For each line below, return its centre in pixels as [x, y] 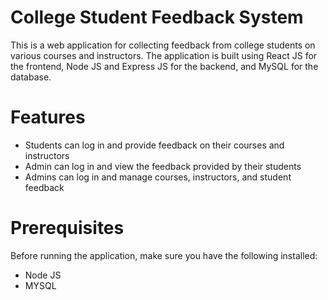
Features [48, 117]
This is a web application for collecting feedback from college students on [163, 45]
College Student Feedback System [157, 17]
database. [31, 77]
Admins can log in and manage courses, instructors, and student [158, 177]
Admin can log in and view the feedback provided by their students [163, 166]
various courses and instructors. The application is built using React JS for [164, 55]
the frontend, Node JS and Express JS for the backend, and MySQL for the [164, 66]
